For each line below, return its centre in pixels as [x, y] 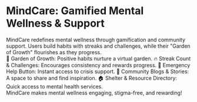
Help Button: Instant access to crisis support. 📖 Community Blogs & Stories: [98, 71]
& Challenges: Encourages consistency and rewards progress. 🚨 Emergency [98, 65]
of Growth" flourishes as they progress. [54, 52]
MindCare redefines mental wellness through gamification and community [96, 40]
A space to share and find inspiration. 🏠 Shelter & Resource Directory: [92, 78]
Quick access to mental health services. [54, 86]
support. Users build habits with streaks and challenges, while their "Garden [98, 46]
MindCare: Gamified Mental [75, 11]
